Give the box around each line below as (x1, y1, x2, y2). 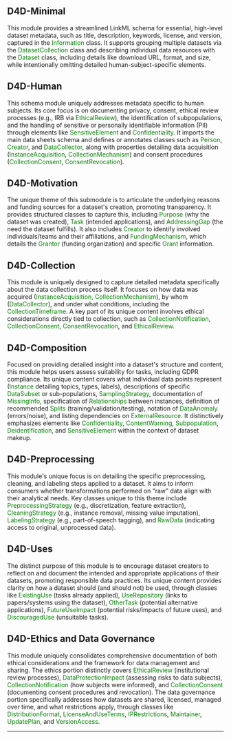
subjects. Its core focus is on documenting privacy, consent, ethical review (7, 106, 219, 115)
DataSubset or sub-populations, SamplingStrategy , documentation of (7, 390, 203, 398)
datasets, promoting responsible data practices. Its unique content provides (7, 576, 222, 584)
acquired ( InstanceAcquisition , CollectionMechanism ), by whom (7, 293, 188, 301)
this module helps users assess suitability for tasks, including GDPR (7, 368, 199, 376)
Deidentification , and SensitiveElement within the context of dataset (7, 426, 199, 435)
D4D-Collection (7, 259, 76, 271)
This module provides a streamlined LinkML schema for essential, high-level (7, 23, 223, 32)
